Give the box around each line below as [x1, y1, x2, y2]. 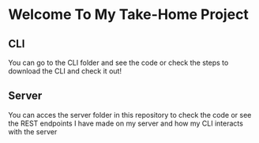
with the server [8, 126, 58, 136]
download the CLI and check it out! [8, 66, 122, 76]
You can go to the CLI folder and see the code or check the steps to [8, 58, 229, 67]
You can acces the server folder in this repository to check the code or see [8, 110, 252, 119]
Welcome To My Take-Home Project [8, 6, 249, 24]
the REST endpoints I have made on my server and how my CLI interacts [8, 119, 243, 128]
